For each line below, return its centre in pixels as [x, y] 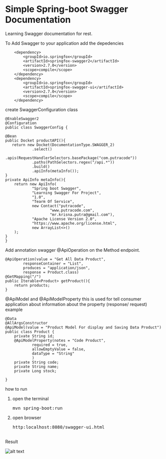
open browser [27, 418]
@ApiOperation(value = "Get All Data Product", [56, 259]
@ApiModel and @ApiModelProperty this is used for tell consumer [73, 299]
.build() [41, 166]
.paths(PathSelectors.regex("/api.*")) [73, 162]
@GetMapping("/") [23, 277]
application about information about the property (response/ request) [76, 304]
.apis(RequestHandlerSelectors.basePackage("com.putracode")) [71, 158]
